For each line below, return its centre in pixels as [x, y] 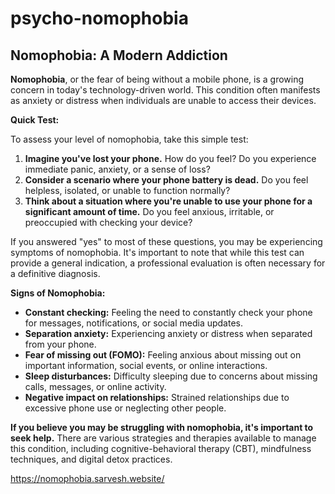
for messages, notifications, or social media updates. [134, 323]
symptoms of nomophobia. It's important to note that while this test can [157, 252]
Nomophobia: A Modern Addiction [119, 55]
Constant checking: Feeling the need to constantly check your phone [168, 312]
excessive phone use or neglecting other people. [125, 408]
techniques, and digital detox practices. [91, 459]
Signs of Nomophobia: [58, 293]
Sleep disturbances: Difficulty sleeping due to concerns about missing [171, 376]
